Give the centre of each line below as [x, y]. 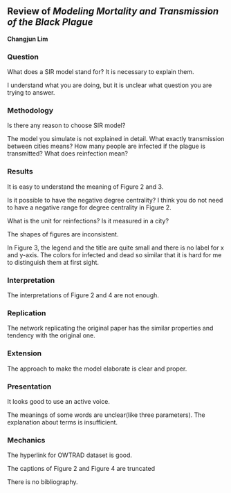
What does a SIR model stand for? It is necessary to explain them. [101, 72]
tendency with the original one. [51, 335]
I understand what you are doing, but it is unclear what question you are [110, 85]
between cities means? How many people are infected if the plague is [107, 146]
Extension [25, 353]
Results [20, 171]
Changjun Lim [28, 39]
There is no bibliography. [43, 482]
